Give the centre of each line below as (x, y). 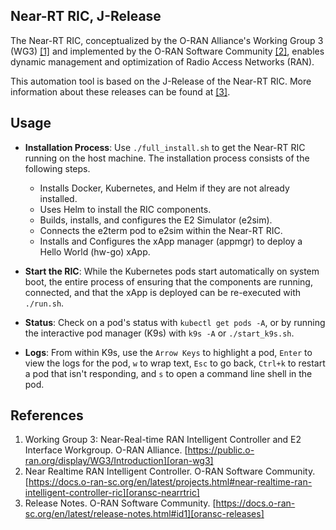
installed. (58, 198)
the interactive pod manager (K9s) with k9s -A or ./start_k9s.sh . (159, 333)
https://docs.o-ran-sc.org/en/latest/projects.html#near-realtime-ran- (170, 482)
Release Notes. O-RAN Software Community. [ (120, 503)
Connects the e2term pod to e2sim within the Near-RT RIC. (161, 230)
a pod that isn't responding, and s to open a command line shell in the (168, 373)
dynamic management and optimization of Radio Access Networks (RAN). (162, 61)
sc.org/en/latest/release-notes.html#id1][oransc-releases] (144, 514)
